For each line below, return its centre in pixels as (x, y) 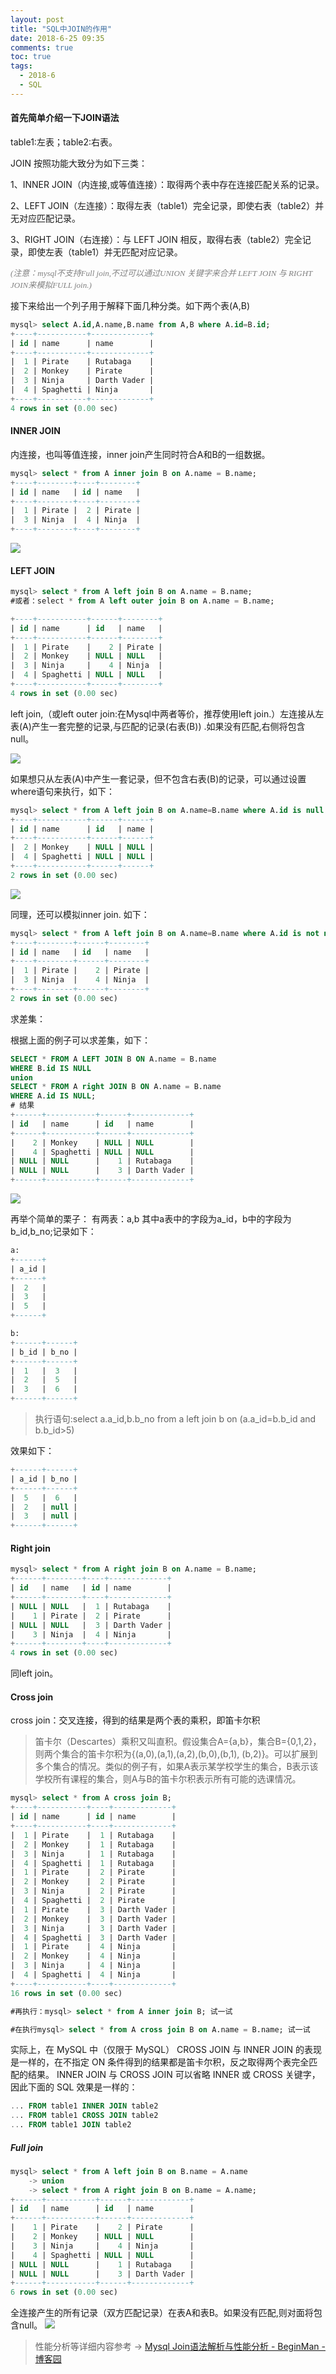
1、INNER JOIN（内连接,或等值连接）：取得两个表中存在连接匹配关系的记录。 (167, 184)
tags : (21, 66)
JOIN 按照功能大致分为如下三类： (79, 163)
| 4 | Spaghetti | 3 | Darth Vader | (93, 1937)
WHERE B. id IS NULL (51, 1068)
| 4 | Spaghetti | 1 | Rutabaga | (93, 1863)
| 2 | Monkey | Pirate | (82, 371)
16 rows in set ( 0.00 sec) (66, 1993)
